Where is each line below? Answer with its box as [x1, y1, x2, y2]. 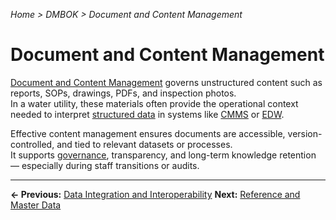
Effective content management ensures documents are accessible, [10, 127, 286, 139]
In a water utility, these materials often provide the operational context [10, 97, 299, 109]
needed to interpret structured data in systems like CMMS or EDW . [10, 108, 285, 120]
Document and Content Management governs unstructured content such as [10, 76, 323, 88]
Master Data [10, 199, 62, 211]
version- [287, 127, 323, 139]
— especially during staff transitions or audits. [10, 159, 200, 171]
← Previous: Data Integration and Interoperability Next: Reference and [10, 188, 301, 200]
